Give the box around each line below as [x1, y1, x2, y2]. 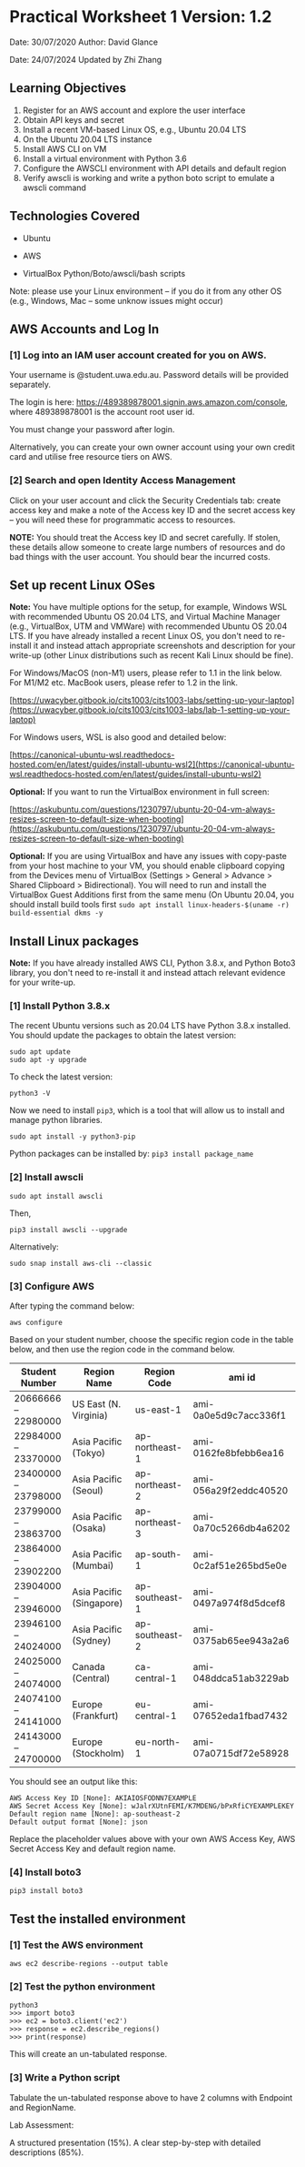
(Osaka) [72, 1522, 107, 1534]
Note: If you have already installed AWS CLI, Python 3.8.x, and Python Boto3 [9, 957, 296, 968]
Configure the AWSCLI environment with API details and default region [22, 162, 287, 174]
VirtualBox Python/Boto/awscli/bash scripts [22, 268, 186, 278]
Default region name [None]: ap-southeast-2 [9, 1809, 181, 1819]
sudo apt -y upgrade [9, 1056, 88, 1065]
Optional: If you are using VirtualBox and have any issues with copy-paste [9, 851, 288, 862]
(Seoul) [72, 1484, 104, 1497]
